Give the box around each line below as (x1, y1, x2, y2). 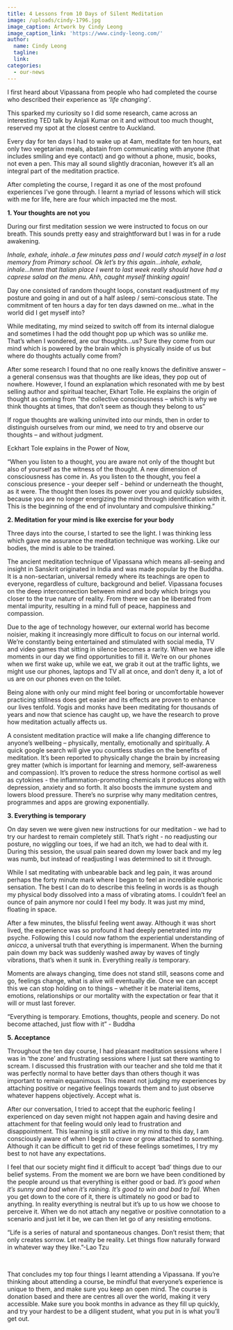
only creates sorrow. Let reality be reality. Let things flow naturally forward (7, 1235, 220, 1244)
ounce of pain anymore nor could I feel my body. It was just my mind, (7, 898, 205, 906)
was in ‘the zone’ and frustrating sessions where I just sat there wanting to (7, 1054, 220, 1062)
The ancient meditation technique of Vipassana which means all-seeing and (7, 557, 225, 566)
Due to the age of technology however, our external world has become (7, 622, 210, 631)
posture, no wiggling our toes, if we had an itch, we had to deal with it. (7, 840, 209, 848)
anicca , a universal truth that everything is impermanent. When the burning (7, 941, 223, 949)
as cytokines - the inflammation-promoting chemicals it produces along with (7, 776, 226, 784)
